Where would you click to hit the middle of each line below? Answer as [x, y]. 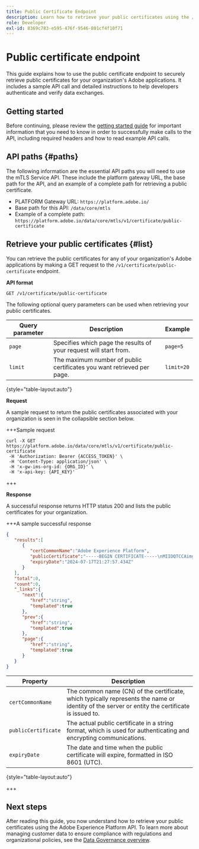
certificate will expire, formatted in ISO [120, 755]
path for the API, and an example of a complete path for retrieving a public [97, 184]
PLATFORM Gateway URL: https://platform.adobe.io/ [82, 201]
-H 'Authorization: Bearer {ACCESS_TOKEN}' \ [66, 456]
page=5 [174, 346]
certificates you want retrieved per [101, 367]
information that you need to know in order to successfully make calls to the [99, 132]
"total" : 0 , [28, 578]
